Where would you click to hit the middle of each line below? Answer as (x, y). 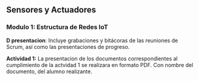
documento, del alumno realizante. (49, 71)
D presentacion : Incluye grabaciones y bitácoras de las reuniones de (92, 40)
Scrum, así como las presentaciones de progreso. (68, 47)
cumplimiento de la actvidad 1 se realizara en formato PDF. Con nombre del (100, 65)
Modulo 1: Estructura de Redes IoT (57, 27)
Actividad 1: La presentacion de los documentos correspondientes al (92, 58)
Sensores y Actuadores (51, 10)
